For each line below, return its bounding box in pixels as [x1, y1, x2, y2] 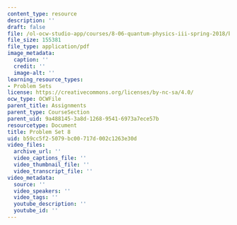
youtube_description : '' [13, 200, 87, 208]
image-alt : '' [13, 69, 55, 76]
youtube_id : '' [13, 207, 59, 214]
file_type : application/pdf [7, 43, 90, 50]
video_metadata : [7, 174, 55, 181]
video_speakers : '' [13, 188, 71, 195]
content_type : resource [7, 10, 78, 18]
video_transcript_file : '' [13, 167, 93, 175]
